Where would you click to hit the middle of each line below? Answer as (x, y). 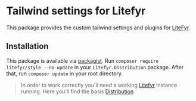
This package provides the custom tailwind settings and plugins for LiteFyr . (98, 27)
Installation (27, 46)
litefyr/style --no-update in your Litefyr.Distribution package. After (95, 67)
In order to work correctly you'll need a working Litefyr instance (99, 85)
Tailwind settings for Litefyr (76, 11)
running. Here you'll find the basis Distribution (77, 91)
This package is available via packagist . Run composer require (83, 60)
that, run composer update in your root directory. (65, 74)
